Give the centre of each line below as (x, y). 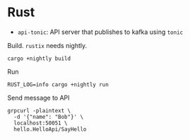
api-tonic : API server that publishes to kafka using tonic (100, 32)
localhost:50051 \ (41, 123)
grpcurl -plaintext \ (39, 110)
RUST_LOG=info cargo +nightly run (58, 84)
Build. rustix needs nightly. (47, 45)
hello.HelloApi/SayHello (50, 129)
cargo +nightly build (39, 58)
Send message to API (38, 98)
